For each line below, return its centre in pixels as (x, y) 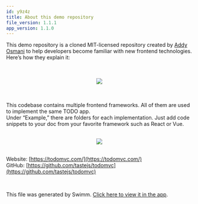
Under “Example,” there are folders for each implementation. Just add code (98, 118)
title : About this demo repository (50, 17)
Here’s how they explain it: (38, 57)
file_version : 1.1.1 (32, 22)
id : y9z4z (18, 12)
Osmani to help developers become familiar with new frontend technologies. (99, 51)
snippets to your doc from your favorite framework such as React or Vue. (95, 124)
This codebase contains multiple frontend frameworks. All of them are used (98, 105)
